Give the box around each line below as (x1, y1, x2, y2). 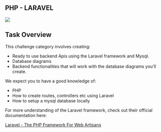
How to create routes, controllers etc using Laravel (12, 93, 114, 98)
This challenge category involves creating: (5, 43, 90, 49)
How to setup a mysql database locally (12, 97, 90, 104)
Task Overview (5, 31, 52, 39)
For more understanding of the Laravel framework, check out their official (5, 107, 153, 113)
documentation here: (5, 112, 47, 118)
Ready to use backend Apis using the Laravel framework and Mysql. (12, 53, 149, 59)
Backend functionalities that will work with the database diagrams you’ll (12, 63, 156, 69)
